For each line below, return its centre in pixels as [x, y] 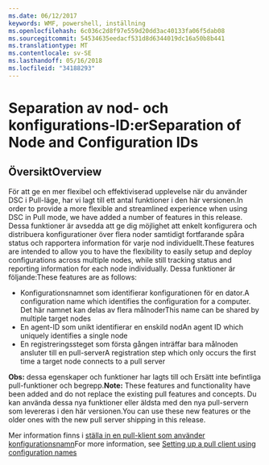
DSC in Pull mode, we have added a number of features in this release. [126, 217]
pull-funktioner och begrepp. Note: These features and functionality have [130, 385]
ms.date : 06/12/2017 [43, 16]
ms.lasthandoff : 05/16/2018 [56, 61]
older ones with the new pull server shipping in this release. [107, 419]
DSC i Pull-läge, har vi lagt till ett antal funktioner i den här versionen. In [126, 200]
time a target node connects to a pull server [93, 361]
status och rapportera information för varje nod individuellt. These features [132, 243]
